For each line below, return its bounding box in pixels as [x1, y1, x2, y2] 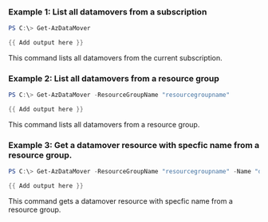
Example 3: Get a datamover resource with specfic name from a [8, 140, 260, 151]
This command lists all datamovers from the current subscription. [8, 53, 223, 63]
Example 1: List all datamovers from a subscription [8, 6, 207, 18]
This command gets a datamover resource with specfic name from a [8, 197, 234, 206]
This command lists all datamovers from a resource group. [8, 120, 200, 130]
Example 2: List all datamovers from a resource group [8, 72, 219, 84]
